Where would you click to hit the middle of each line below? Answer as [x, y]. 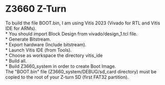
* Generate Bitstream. [28, 39]
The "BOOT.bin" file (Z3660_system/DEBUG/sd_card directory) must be [81, 71]
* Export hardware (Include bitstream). [46, 44]
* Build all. [16, 61]
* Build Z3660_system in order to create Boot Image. [61, 66]
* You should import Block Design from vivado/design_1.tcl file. [71, 34]
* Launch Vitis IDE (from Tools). [38, 50]
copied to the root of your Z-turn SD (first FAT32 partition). [67, 77]
